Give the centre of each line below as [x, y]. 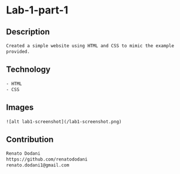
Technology [28, 70]
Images [20, 108]
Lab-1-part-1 [37, 10]
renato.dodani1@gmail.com [38, 165]
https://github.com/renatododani [47, 159]
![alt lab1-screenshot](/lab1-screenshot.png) [64, 121]
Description [28, 32]
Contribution [30, 140]
